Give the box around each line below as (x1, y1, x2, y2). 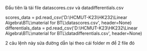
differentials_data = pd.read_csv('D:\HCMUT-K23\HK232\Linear (5, 25, 138, 31)
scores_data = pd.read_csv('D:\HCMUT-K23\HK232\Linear (5, 14, 127, 20)
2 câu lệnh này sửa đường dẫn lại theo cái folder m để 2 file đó (5, 40, 135, 46)
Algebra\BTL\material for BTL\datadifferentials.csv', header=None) (5, 30, 142, 36)
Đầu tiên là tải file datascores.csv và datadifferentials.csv (5, 5, 124, 10)
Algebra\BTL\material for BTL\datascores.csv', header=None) (5, 20, 132, 25)
